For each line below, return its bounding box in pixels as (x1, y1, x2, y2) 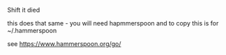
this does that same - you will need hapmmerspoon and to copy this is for (7, 19, 219, 27)
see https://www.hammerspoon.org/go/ (7, 40, 121, 47)
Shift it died (7, 6, 40, 14)
